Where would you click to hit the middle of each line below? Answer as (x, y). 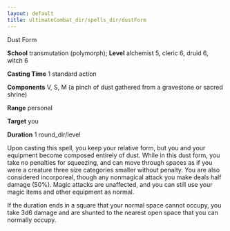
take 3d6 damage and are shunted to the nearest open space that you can (113, 212)
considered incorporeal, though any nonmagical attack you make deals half (114, 177)
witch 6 (18, 60)
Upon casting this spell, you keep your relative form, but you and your (106, 148)
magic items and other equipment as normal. (71, 192)
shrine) (17, 94)
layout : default (30, 13)
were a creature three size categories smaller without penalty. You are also (114, 170)
